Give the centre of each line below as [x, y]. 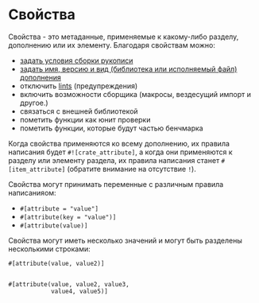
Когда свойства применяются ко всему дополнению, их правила [119, 143]
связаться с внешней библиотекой [79, 111]
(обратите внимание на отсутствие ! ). [131, 169]
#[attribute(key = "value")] [68, 217]
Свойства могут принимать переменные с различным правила [116, 184]
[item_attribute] [37, 169]
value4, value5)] [79, 291]
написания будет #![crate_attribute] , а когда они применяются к [120, 152]
